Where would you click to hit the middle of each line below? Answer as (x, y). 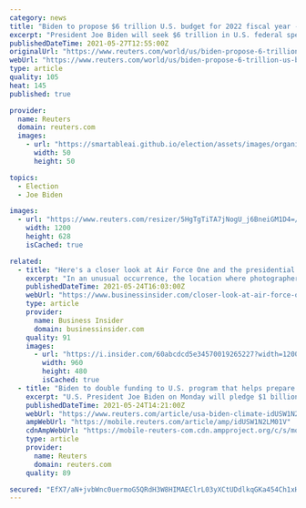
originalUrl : (34, 52)
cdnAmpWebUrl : (52, 431)
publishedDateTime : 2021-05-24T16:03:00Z (105, 287)
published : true (40, 94)
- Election (38, 186)
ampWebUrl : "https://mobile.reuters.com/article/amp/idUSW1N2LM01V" (158, 422)
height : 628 (48, 237)
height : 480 (65, 371)
